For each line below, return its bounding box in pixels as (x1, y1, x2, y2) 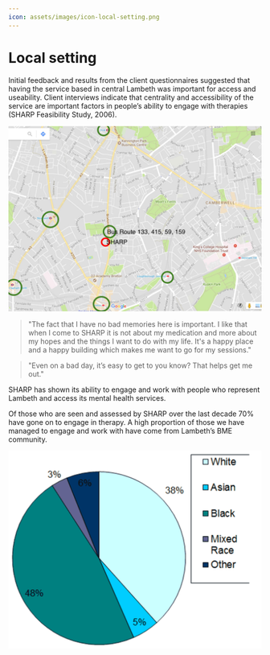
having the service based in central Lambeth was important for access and (8, 84, 256, 93)
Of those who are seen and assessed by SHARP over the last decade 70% (8, 409, 255, 418)
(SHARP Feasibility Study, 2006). (8, 109, 117, 119)
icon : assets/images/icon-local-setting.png (8, 13, 160, 21)
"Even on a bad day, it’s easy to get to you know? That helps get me (27, 360, 253, 370)
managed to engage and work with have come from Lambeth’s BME (8, 426, 233, 435)
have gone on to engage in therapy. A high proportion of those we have (8, 417, 245, 426)
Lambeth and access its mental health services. (8, 393, 166, 402)
